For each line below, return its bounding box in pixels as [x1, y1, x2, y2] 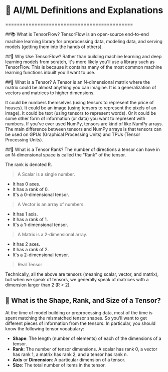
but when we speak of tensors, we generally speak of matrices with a [5, 276, 149, 282]
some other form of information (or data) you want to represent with [5, 115, 145, 121]
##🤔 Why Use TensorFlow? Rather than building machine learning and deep [5, 53, 162, 59]
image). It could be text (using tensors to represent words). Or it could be [5, 110, 156, 116]
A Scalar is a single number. [17, 171, 75, 177]
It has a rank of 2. [12, 246, 49, 252]
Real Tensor [17, 261, 43, 267]
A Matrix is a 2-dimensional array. [17, 231, 88, 237]
